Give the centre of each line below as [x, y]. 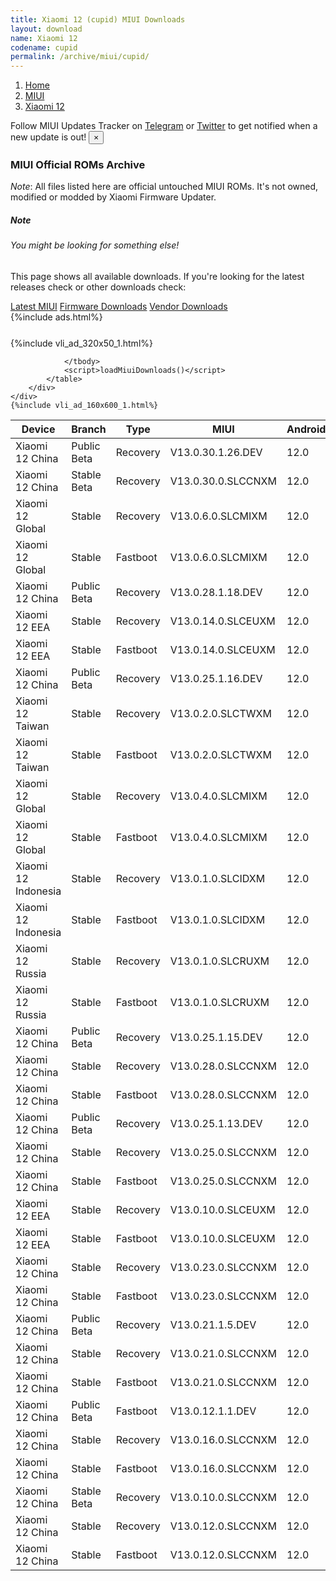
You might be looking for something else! [95, 245]
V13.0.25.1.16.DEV [216, 678]
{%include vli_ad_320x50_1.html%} [81, 343]
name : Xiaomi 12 [44, 38]
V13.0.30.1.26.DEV [216, 452]
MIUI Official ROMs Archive [78, 165]
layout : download [46, 29]
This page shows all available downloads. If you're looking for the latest [157, 276]
